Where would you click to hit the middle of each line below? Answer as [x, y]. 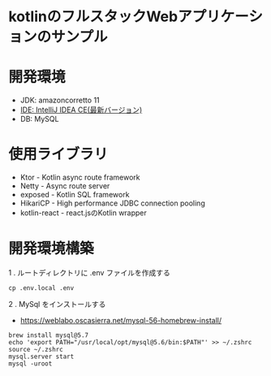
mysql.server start [41, 357]
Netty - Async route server [65, 186]
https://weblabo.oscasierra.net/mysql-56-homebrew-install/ [120, 320]
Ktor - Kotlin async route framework [80, 177]
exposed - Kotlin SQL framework [75, 195]
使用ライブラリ [58, 154]
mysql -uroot [30, 364]
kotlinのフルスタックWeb [93, 17]
